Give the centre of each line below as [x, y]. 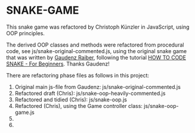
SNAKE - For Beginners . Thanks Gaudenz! [58, 64]
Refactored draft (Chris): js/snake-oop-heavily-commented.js [90, 93]
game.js [24, 112]
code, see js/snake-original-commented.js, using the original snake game [96, 51]
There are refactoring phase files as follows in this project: [78, 75]
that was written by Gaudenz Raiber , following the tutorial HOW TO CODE [96, 57]
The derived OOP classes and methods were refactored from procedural [95, 45]
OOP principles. [25, 33]
